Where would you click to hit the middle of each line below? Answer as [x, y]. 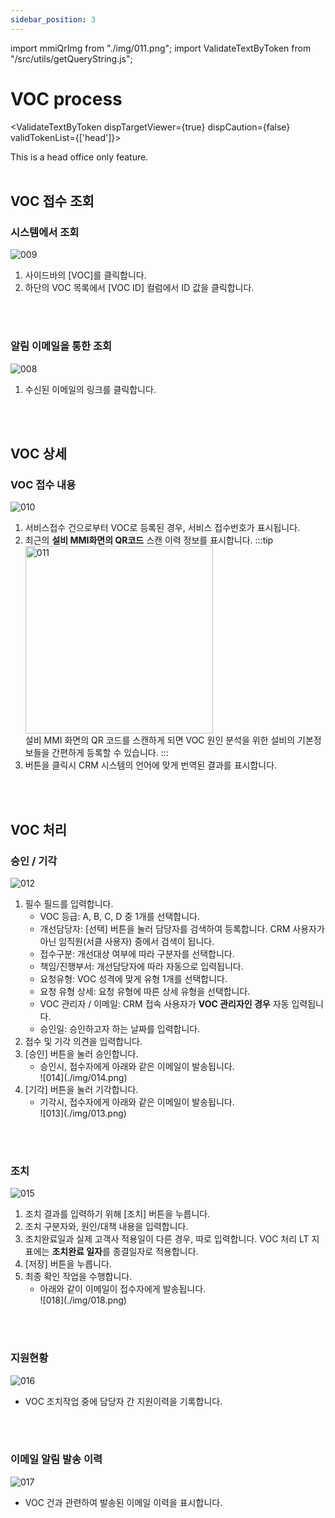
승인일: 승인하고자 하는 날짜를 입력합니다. [120, 1028]
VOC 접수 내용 [43, 484]
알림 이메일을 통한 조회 [61, 346]
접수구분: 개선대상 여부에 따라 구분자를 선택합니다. [137, 953]
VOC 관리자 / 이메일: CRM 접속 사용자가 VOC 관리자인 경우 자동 [164, 1003]
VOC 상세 [39, 453]
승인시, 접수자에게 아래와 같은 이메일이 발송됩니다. [137, 1066]
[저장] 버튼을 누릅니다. [68, 1264]
